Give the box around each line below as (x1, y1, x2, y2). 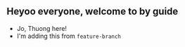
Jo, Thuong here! (16, 24, 68, 32)
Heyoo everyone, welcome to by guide (6, 6, 179, 18)
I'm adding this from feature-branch (16, 32, 121, 40)
